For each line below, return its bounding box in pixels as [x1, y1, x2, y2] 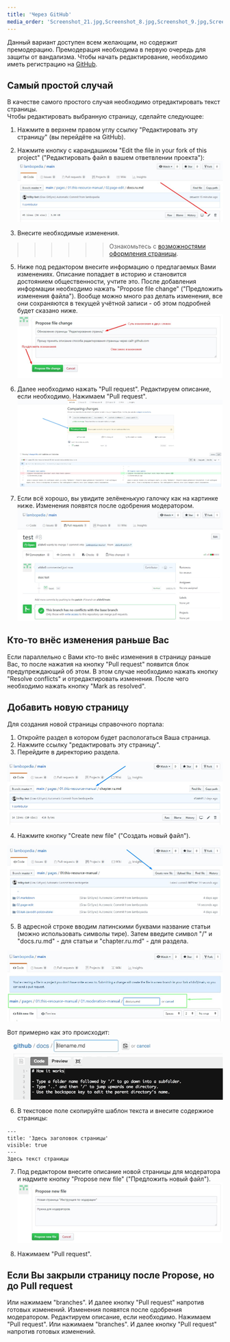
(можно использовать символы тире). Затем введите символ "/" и [16, 930, 212, 938]
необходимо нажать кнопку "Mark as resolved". [7, 682, 146, 690]
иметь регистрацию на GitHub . [7, 60, 98, 68]
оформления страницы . [109, 250, 179, 258]
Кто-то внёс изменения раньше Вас [7, 634, 170, 646]
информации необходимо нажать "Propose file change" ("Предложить [16, 285, 223, 293]
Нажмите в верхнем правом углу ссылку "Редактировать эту [16, 125, 199, 134]
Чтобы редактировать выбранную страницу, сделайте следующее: [7, 112, 204, 121]
